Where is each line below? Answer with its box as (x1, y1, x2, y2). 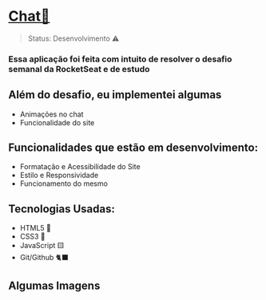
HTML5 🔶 (19, 223, 52, 233)
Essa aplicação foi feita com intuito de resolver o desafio (8, 53, 232, 65)
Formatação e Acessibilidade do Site (19, 162, 141, 172)
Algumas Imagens (8, 278, 101, 292)
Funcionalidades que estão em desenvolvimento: (8, 141, 258, 155)
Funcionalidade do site (19, 117, 95, 127)
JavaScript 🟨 (19, 241, 65, 251)
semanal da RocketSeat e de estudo (8, 63, 150, 74)
